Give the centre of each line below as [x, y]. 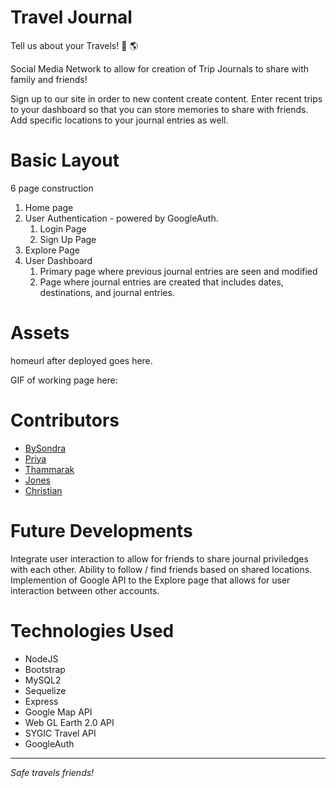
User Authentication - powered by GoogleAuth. [121, 218]
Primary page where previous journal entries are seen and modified [178, 271]
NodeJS [41, 658]
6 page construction [52, 188]
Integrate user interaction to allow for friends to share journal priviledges [159, 558]
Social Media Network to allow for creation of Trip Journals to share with [160, 68]
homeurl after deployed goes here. [81, 360]
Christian [43, 490]
